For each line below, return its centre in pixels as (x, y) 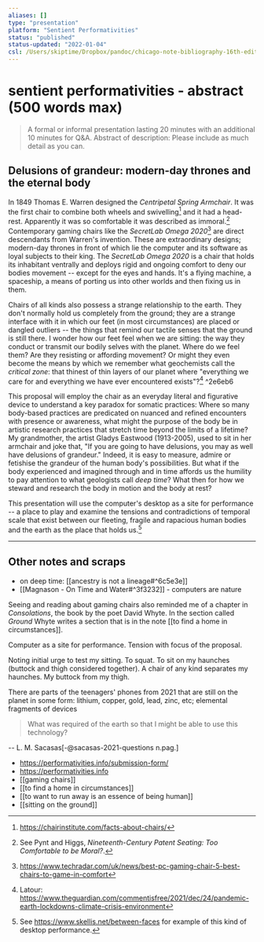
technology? (48, 732)
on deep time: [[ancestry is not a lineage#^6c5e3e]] (104, 581)
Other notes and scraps (67, 562)
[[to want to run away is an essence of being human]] (106, 796)
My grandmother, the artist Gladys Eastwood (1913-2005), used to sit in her (130, 438)
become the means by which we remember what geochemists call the (122, 363)
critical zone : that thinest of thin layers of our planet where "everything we (128, 371)
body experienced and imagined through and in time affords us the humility (130, 472)
